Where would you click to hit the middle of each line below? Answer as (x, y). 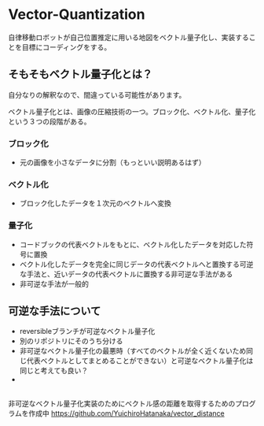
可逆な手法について (55, 311)
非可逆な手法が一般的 (54, 283)
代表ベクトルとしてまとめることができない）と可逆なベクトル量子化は (140, 361)
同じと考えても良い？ (54, 371)
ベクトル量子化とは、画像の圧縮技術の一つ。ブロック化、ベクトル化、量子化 (132, 111)
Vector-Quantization (77, 15)
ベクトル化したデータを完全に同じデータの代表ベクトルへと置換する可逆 (136, 264)
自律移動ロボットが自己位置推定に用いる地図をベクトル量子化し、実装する (128, 37)
